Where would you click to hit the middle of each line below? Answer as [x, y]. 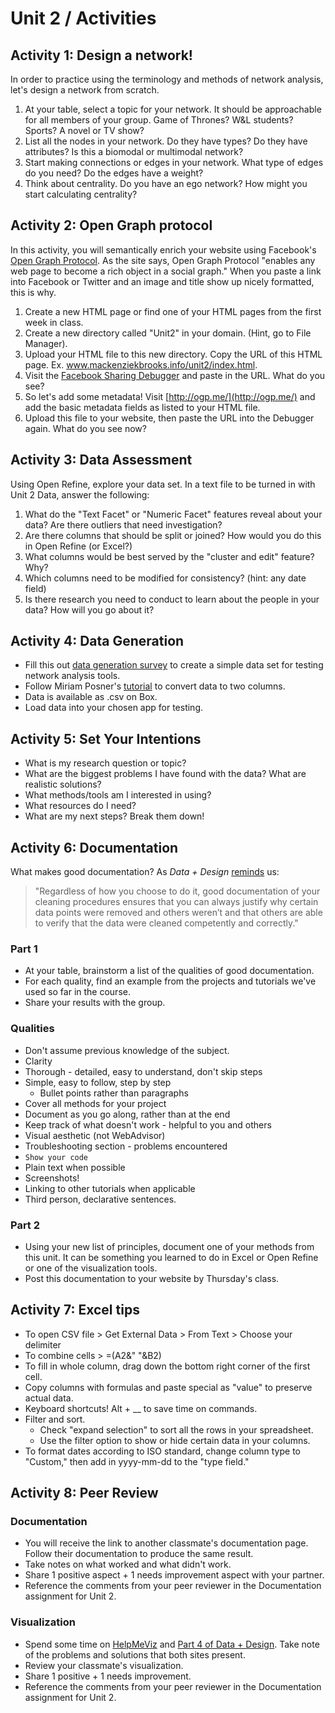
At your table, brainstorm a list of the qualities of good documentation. [169, 971]
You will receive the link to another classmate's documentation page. [166, 1543]
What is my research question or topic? [105, 763]
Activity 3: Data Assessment [101, 460]
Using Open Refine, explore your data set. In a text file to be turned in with [163, 484]
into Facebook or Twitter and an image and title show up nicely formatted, [162, 281]
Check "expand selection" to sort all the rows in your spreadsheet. [176, 1429]
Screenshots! [52, 1178]
